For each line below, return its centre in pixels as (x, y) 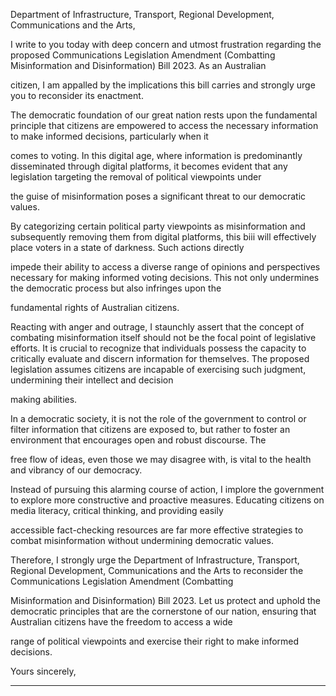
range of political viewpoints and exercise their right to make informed (155, 641)
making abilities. (44, 399)
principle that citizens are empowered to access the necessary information (164, 125)
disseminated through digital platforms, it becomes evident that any (149, 166)
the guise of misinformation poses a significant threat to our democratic (158, 196)
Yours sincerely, (43, 671)
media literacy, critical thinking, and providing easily (117, 510)
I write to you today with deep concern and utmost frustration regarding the (166, 44)
